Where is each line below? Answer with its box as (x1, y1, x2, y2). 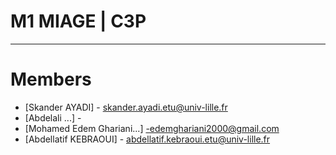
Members (10, 68, 92, 91)
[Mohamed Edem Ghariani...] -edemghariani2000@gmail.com (24, 122, 280, 134)
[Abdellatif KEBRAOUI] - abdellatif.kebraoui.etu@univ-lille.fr (24, 133, 271, 145)
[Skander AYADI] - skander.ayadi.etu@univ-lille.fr (24, 101, 228, 113)
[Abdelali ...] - (24, 111, 82, 124)
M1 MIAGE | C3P (10, 10, 147, 33)
